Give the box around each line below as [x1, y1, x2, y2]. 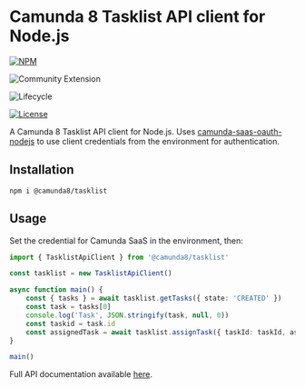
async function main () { [9, 285, 103, 294]
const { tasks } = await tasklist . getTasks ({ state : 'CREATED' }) [25, 293, 282, 303]
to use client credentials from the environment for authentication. [36, 135, 280, 146]
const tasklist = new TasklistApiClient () [9, 269, 172, 278]
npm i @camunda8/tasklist [9, 186, 107, 195]
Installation [9, 162, 74, 178]
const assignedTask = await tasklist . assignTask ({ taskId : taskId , [25, 327, 286, 337]
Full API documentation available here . [9, 369, 152, 380]
